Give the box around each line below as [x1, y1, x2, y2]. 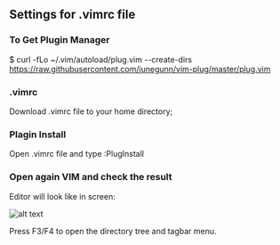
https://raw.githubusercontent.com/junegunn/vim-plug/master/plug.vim [9, 63, 271, 74]
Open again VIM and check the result [9, 171, 172, 184]
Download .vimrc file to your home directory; [9, 106, 173, 117]
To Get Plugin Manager [9, 34, 110, 46]
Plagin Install [9, 128, 67, 141]
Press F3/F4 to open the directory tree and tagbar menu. [9, 225, 217, 236]
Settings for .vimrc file [9, 7, 136, 22]
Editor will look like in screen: [9, 191, 116, 201]
